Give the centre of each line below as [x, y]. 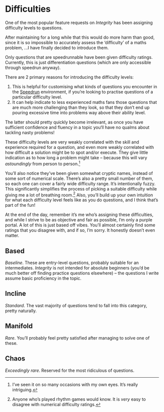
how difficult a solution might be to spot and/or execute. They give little [77, 152]
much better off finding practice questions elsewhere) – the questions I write [82, 273]
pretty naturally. [21, 311]
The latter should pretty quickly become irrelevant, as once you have [74, 122]
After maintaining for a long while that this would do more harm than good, [80, 37]
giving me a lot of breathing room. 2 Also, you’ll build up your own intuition [79, 194]
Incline [16, 294]
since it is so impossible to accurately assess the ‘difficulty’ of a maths [76, 42]
